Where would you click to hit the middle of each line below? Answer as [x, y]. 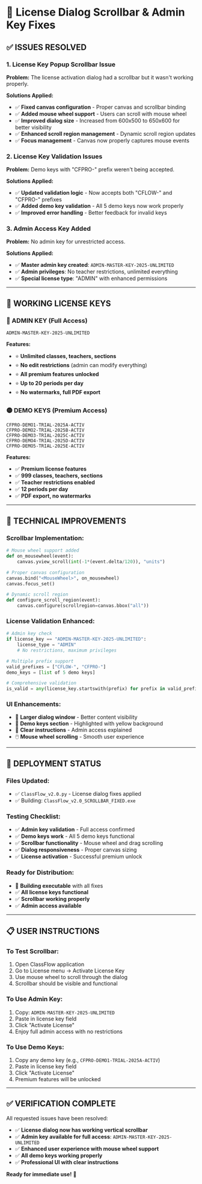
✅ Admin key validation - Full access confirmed [75, 829]
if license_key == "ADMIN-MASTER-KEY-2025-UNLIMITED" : [76, 639]
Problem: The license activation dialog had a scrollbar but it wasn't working [100, 77]
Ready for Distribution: [40, 873]
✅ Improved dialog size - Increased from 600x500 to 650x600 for [97, 120]
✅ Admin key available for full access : [63, 1137]
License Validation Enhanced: [50, 621]
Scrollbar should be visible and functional [66, 984]
